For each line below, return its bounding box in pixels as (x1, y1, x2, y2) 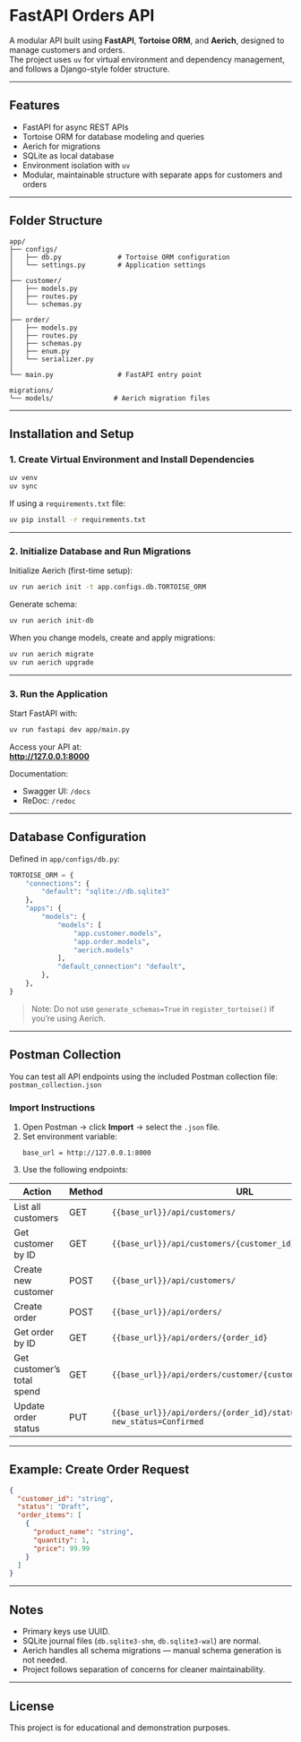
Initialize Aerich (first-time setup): (9, 565, 133, 576)
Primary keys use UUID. (21, 1626, 110, 1637)
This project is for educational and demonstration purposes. (9, 1721, 231, 1733)
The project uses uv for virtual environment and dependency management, (9, 54, 285, 64)
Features (9, 98, 60, 113)
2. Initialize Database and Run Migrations (9, 545, 192, 557)
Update (13, 1399, 45, 1412)
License (9, 1698, 55, 1713)
